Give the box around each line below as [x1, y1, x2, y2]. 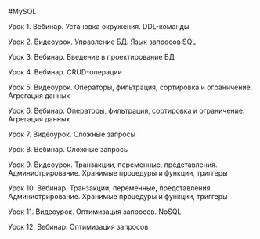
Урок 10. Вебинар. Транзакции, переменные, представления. [8, 183, 213, 193]
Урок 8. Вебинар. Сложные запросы [8, 145, 129, 154]
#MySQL [8, 7, 37, 16]
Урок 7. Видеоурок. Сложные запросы [8, 129, 136, 139]
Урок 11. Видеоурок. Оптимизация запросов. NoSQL [8, 207, 182, 216]
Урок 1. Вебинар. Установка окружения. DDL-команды [8, 22, 190, 31]
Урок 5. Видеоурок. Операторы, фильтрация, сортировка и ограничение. [8, 82, 253, 92]
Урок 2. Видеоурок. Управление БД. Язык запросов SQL [8, 37, 197, 46]
